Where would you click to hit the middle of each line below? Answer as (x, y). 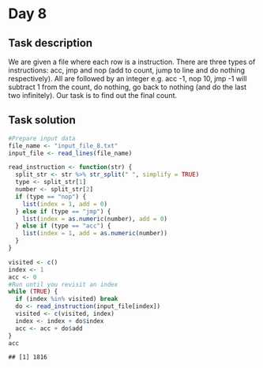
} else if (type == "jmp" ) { (63, 211)
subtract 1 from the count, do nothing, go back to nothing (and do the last (128, 87)
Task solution (42, 120)
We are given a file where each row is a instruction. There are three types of (132, 62)
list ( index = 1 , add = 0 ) (65, 204)
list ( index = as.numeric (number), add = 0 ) (95, 219)
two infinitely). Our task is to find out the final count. (93, 95)
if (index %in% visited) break (67, 299)
